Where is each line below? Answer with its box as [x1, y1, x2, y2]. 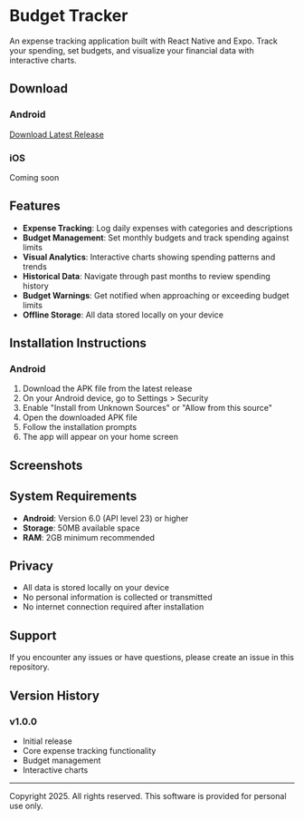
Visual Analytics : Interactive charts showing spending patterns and [22, 251, 276, 262]
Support [9, 628, 57, 643]
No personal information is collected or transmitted [22, 591, 213, 603]
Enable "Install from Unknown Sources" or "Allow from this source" [22, 403, 273, 414]
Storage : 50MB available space [22, 522, 140, 533]
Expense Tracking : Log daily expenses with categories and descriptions [22, 222, 293, 233]
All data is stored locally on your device [22, 582, 170, 593]
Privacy [9, 559, 54, 574]
